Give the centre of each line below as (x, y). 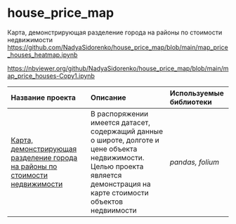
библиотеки (191, 102)
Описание (108, 98)
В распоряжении (119, 114)
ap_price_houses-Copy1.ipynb (51, 76)
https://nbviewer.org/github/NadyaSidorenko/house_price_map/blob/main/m (118, 68)
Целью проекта (117, 166)
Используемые (197, 93)
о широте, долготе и (125, 140)
